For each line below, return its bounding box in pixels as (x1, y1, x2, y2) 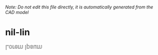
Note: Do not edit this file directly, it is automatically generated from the (5, 4, 153, 10)
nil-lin (5, 26, 30, 38)
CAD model (5, 9, 29, 15)
